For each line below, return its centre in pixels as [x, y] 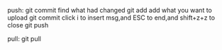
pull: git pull [24, 39]
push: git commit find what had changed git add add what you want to [110, 10]
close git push [28, 25]
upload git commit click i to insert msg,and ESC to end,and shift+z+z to [111, 18]
